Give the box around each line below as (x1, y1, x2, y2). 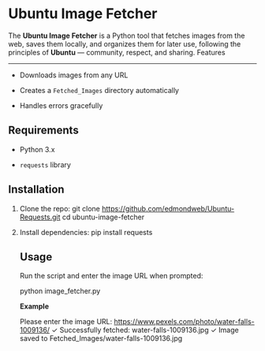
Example (19, 301, 50, 312)
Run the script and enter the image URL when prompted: (19, 271, 203, 281)
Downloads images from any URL (19, 70, 129, 80)
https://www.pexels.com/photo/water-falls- (114, 317, 255, 327)
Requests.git (19, 212, 61, 222)
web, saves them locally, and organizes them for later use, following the (8, 39, 241, 48)
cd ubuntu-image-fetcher (62, 212, 144, 222)
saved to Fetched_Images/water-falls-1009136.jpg (19, 334, 183, 343)
